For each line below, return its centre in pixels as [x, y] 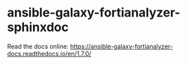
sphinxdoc [38, 27]
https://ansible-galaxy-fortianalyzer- [121, 46]
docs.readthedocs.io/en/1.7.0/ [49, 54]
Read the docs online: [38, 46]
